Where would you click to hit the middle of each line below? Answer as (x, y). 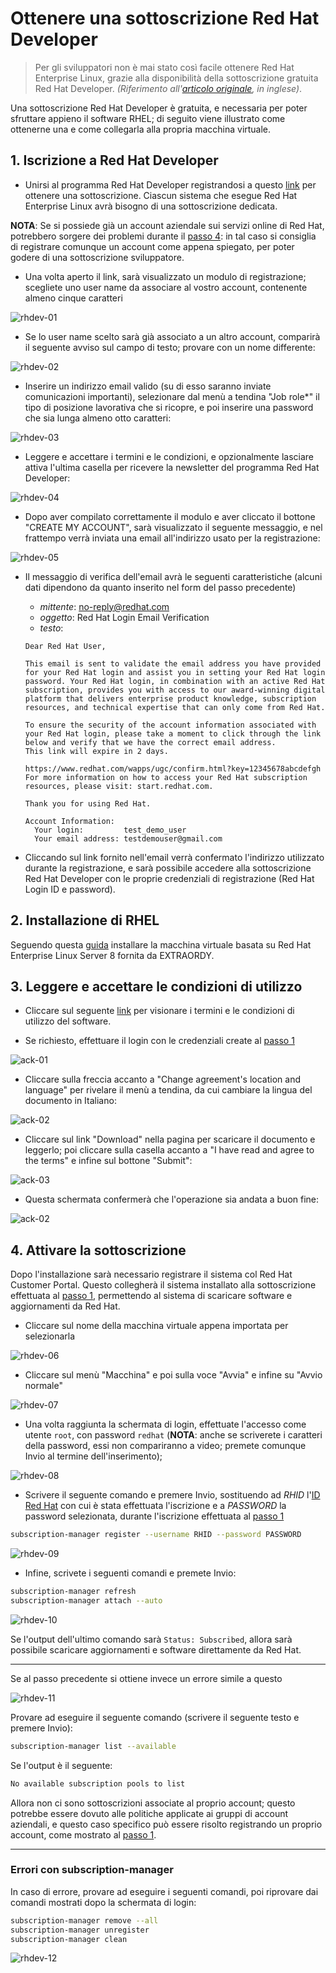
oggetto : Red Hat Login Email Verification (124, 617)
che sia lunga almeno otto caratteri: (98, 418)
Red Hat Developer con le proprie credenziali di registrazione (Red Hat (169, 878)
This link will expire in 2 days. (96, 751)
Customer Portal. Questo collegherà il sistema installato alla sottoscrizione (163, 1285)
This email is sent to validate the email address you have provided (173, 663)
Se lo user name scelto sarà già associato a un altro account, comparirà (172, 336)
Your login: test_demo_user (110, 830)
